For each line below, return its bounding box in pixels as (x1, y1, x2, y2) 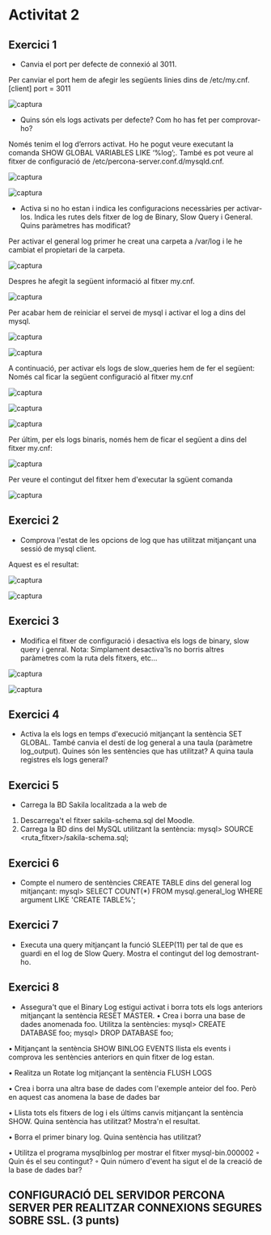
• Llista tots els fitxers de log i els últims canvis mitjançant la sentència (8, 1107, 244, 1118)
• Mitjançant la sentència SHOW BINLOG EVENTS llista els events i (8, 1043, 231, 1053)
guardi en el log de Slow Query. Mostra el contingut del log (19, 949, 217, 958)
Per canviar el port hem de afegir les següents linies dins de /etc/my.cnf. (8, 75, 250, 84)
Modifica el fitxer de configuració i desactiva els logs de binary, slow (19, 635, 249, 645)
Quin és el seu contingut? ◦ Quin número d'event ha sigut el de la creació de (8, 1156, 263, 1166)
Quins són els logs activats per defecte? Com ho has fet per (19, 115, 220, 125)
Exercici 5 (8, 779, 59, 792)
